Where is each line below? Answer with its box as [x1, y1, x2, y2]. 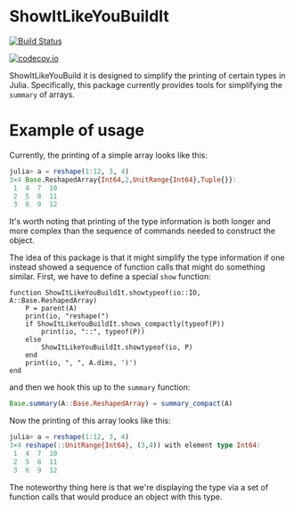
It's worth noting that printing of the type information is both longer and [9, 216, 272, 227]
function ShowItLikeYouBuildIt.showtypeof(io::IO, [9, 288, 201, 297]
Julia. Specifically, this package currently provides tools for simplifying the [9, 79, 283, 90]
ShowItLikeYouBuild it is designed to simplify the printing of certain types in [9, 69, 286, 81]
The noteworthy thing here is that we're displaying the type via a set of [9, 482, 269, 492]
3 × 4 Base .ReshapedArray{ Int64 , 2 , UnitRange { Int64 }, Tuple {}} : [9, 175, 238, 184]
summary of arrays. [9, 89, 76, 100]
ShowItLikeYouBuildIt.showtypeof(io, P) [41, 343, 193, 353]
